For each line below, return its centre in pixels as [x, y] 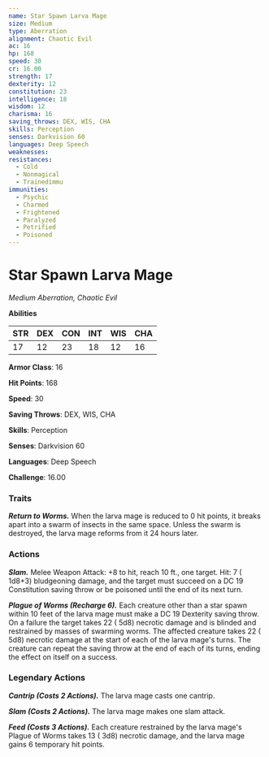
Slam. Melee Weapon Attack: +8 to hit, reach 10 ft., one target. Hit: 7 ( [125, 572]
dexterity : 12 [33, 84]
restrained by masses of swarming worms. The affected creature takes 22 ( [135, 631]
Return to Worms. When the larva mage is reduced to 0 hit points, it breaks [135, 516]
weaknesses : [28, 152]
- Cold [27, 167]
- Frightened [38, 212]
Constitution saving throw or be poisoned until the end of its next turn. [126, 589]
